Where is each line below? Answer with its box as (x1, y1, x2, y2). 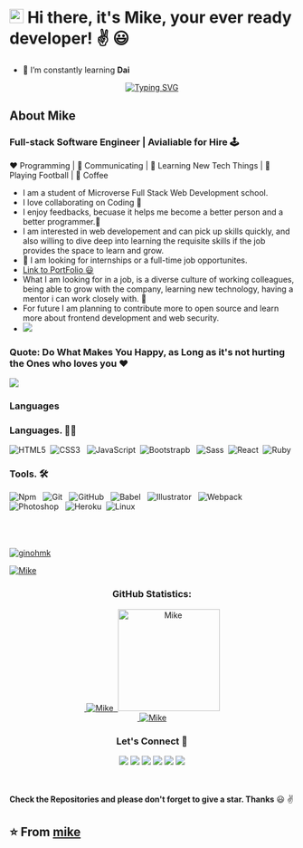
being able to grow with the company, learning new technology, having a (22, 284, 294, 294)
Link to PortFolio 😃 (22, 264, 94, 275)
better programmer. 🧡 (22, 216, 101, 226)
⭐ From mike (9, 824, 81, 840)
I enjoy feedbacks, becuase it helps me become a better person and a (22, 207, 283, 217)
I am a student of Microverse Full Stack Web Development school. (22, 187, 269, 198)
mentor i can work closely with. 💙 (22, 293, 147, 304)
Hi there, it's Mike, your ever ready (26, 7, 292, 28)
